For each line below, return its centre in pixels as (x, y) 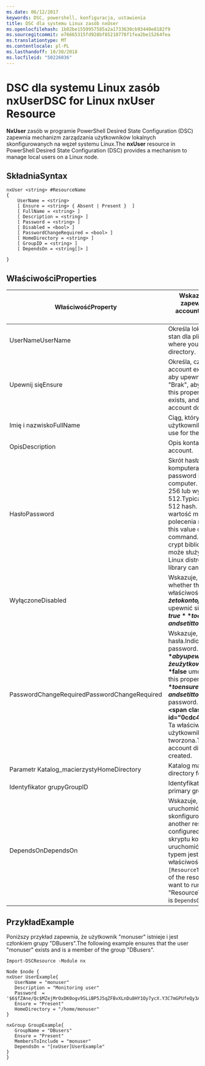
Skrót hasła (184, 461)
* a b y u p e (182, 657)
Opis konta (184, 443)
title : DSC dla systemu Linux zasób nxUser (63, 23)
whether (180, 585)
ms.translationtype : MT (37, 40)
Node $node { (23, 972)
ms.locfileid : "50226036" (39, 58)
